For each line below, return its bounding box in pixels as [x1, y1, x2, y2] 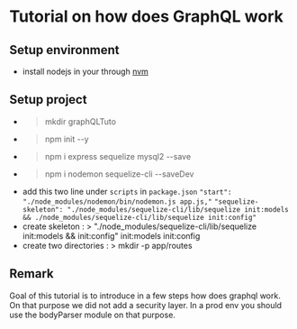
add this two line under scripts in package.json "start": [22, 186, 232, 196]
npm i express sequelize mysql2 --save [44, 151, 192, 161]
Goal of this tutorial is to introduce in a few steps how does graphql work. [9, 290, 281, 301]
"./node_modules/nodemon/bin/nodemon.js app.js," [22, 196, 213, 206]
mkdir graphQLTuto [44, 115, 117, 127]
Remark [9, 266, 54, 281]
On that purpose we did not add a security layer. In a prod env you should [9, 299, 282, 310]
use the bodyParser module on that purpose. [9, 309, 175, 320]
